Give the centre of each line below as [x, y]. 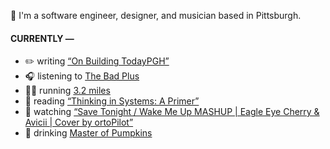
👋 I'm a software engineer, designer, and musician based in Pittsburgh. [156, 15]
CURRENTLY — [42, 38]
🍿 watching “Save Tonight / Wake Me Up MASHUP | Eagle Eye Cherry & [172, 112]
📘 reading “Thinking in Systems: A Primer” [112, 101]
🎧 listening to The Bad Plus [82, 76]
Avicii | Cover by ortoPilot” [79, 122]
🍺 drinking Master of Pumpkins [88, 133]
